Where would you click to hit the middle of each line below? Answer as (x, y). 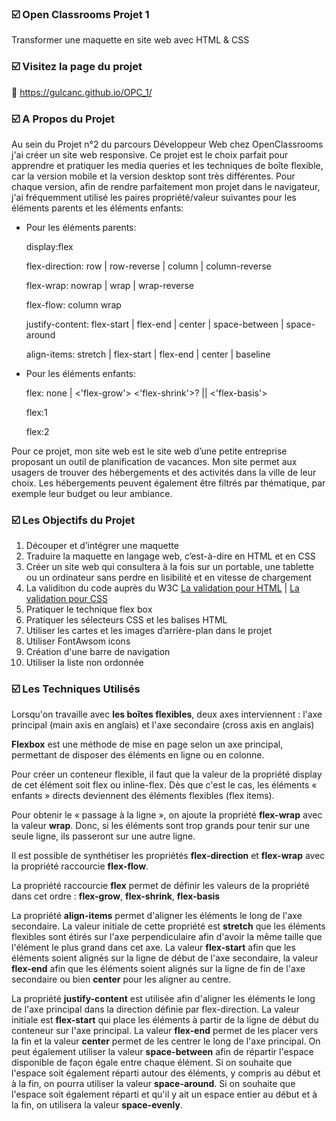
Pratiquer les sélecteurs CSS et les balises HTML (126, 620)
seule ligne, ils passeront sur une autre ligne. (103, 836)
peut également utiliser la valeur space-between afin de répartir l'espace (162, 1052)
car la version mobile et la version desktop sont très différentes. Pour (153, 176)
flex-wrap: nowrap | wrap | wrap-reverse (110, 285)
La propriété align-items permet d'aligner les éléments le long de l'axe (157, 916)
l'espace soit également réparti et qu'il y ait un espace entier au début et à (164, 1094)
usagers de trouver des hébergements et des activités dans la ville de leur (164, 472)
